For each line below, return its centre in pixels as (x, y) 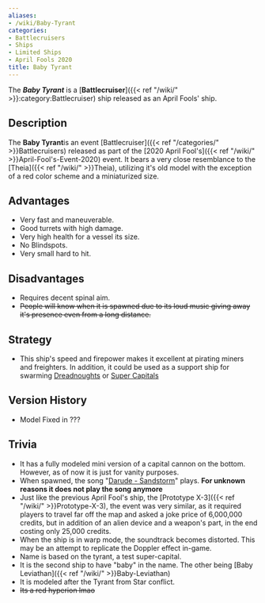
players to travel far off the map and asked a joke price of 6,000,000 (131, 514)
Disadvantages (46, 278)
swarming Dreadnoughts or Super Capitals (89, 375)
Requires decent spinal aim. (65, 298)
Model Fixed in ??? (50, 419)
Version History (47, 400)
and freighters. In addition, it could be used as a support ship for (124, 367)
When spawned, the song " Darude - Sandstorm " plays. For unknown (132, 480)
